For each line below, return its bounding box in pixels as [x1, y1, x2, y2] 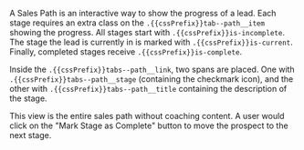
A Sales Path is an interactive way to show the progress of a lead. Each [9, 8, 277, 18]
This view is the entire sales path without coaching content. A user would [9, 111, 285, 121]
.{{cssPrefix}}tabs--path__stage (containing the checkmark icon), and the [9, 74, 294, 85]
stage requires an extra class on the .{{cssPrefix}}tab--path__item [9, 17, 266, 28]
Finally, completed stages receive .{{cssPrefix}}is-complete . [9, 46, 243, 57]
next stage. [9, 130, 52, 140]
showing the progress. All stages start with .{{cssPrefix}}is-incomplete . [9, 27, 286, 37]
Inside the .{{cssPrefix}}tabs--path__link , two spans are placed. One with [9, 64, 295, 75]
